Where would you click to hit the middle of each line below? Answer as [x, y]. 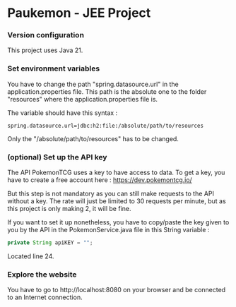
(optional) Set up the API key [57, 157]
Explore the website [42, 275]
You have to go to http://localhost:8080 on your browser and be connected [117, 290]
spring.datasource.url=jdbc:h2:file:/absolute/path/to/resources [105, 126]
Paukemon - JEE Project [79, 13]
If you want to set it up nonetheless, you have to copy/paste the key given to [118, 222]
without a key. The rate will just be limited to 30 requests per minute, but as [117, 201]
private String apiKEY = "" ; [50, 243]
